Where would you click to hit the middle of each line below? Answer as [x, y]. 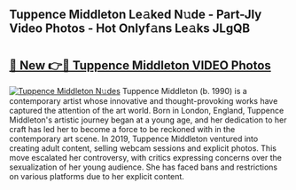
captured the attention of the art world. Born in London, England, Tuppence [147, 111]
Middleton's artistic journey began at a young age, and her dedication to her [148, 120]
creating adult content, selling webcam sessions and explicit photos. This [143, 148]
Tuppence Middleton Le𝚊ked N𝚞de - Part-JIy [136, 15]
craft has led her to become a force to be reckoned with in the [122, 129]
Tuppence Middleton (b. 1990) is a [185, 91]
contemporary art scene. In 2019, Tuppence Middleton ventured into [134, 139]
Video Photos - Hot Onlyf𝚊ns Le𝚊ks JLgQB [130, 29]
